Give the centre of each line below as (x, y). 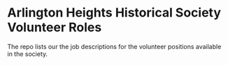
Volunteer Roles (55, 27)
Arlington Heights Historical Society (114, 13)
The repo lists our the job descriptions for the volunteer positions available (114, 46)
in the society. (28, 54)
